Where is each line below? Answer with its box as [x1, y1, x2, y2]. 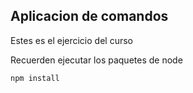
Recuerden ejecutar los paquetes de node [10, 54, 183, 66]
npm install [10, 73, 60, 83]
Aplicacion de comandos [10, 8, 169, 25]
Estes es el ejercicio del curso [10, 34, 133, 46]
